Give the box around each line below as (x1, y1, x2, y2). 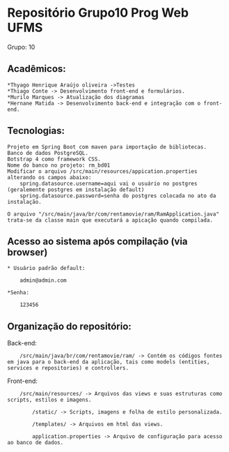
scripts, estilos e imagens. (7, 396, 92, 404)
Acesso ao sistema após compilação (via (7, 235, 188, 247)
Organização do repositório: (7, 320, 132, 332)
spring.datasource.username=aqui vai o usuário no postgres (19, 180, 198, 187)
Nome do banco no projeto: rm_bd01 (7, 162, 111, 169)
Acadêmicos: (7, 63, 66, 75)
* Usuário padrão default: (7, 265, 86, 272)
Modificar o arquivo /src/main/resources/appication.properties (7, 167, 198, 175)
